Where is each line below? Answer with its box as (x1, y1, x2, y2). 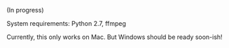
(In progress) (6, 6, 44, 14)
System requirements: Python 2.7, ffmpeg (6, 19, 127, 27)
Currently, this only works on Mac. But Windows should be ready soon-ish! (6, 33, 223, 41)
